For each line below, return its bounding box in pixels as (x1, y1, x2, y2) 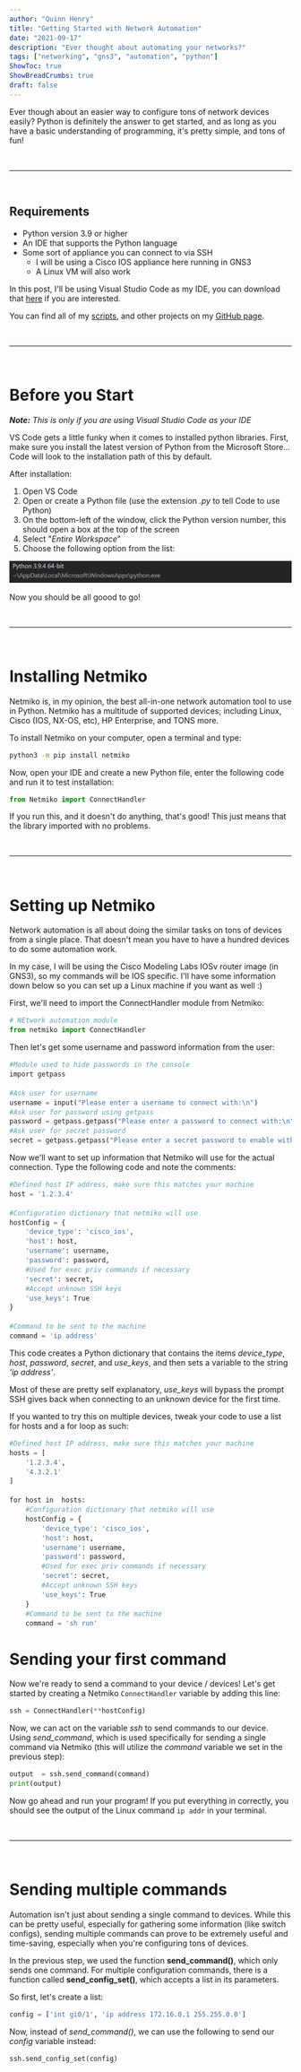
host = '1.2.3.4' (9, 1189, 74, 1199)
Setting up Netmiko (9, 895, 156, 915)
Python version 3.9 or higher (21, 228, 128, 238)
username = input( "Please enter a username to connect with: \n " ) (9, 1098, 258, 1107)
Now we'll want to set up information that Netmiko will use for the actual (9, 1152, 275, 1163)
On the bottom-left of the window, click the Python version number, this (21, 514, 287, 525)
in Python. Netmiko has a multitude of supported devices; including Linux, (9, 705, 282, 716)
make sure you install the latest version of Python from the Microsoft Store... (9, 441, 291, 452)
